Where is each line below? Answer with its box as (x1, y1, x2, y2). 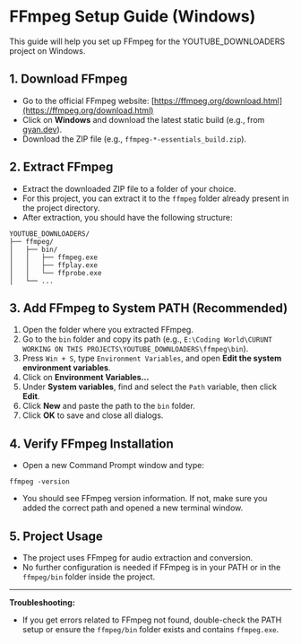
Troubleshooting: (9, 597, 76, 607)
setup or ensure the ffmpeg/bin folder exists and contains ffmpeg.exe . (21, 624, 279, 634)
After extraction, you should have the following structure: (21, 212, 233, 222)
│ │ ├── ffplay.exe (9, 260, 99, 270)
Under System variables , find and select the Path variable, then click (21, 381, 278, 392)
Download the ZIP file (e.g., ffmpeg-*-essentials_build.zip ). (21, 133, 247, 144)
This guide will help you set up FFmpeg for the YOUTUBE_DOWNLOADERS (9, 36, 286, 47)
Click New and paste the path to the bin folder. (21, 401, 195, 412)
